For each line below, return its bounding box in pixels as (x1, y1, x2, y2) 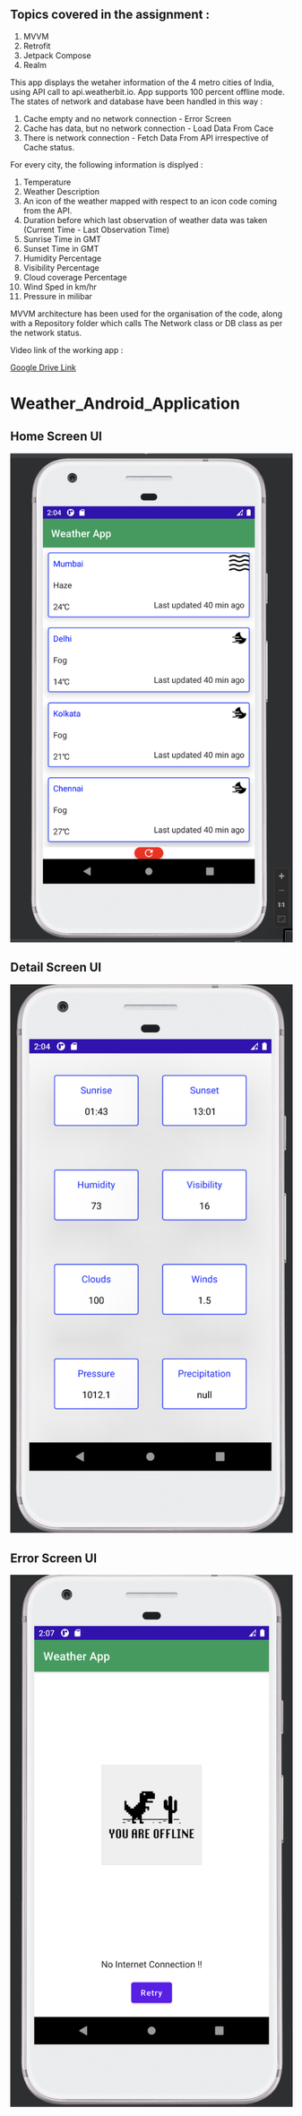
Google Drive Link (10, 362, 77, 373)
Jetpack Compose (22, 49, 92, 61)
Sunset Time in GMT (22, 243, 99, 254)
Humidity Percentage (22, 253, 102, 263)
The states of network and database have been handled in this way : (10, 96, 263, 107)
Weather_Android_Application (10, 393, 240, 413)
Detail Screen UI (10, 960, 102, 975)
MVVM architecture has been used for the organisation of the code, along (10, 308, 283, 319)
